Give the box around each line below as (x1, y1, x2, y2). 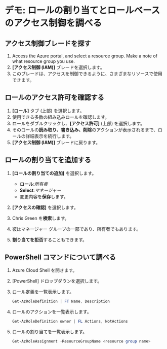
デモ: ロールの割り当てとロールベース (5, 5, 160, 16)
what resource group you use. (12, 58, 75, 64)
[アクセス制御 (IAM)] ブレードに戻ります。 (12, 139, 101, 145)
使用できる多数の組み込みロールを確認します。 (12, 114, 110, 120)
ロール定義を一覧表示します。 (12, 289, 74, 295)
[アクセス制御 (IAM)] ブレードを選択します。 (12, 64, 105, 70)
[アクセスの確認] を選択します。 (12, 204, 79, 211)
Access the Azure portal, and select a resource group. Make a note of (12, 53, 158, 59)
